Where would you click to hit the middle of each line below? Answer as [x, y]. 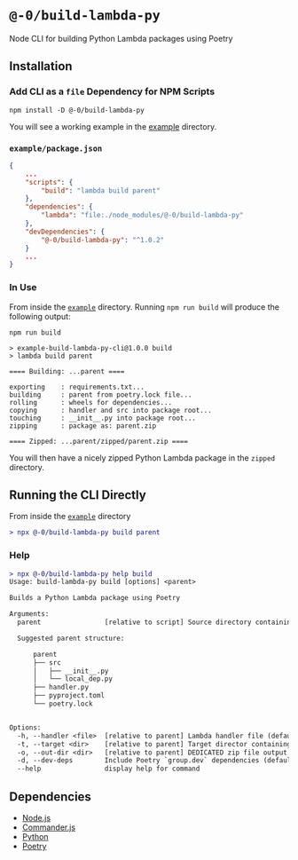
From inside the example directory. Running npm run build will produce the [144, 307]
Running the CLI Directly [78, 495]
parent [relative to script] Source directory [134, 623]
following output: [40, 316]
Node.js [36, 818]
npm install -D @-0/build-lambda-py [77, 110]
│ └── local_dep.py [73, 679]
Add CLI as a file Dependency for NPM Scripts [112, 91]
